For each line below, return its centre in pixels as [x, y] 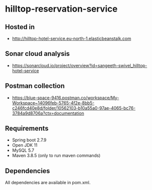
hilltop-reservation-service [61, 9]
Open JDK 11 [25, 145]
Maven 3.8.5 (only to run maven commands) [56, 155]
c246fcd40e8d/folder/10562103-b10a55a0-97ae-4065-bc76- [74, 108]
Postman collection [35, 86]
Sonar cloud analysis [37, 54]
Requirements [27, 129]
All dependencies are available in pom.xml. [48, 183]
